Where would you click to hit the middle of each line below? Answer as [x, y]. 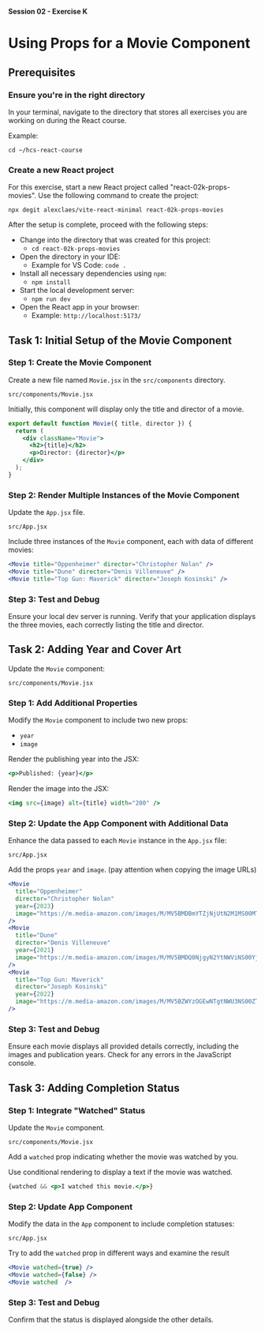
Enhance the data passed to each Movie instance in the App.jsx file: [118, 841]
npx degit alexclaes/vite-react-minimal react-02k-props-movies [116, 210]
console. [22, 1063]
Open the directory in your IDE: [70, 257]
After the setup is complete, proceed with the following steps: [108, 225]
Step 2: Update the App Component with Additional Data [118, 823]
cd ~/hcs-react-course [45, 150]
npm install [51, 283]
